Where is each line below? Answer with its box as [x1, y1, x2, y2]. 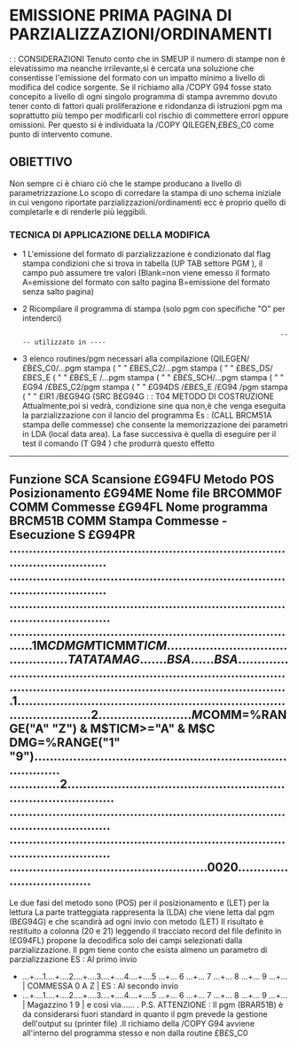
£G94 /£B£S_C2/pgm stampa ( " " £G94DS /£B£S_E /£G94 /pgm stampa [21, 382, 288, 393]
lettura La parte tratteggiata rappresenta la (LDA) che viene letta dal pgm [9, 906, 275, 918]
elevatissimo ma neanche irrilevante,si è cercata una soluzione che [9, 63, 255, 74]
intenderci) [21, 313, 62, 324]
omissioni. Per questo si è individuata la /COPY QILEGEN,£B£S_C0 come [9, 119, 275, 129]
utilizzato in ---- [34, 338, 106, 347]
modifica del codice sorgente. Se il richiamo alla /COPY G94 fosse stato [9, 82, 272, 92]
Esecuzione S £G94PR [9, 527, 136, 543]
